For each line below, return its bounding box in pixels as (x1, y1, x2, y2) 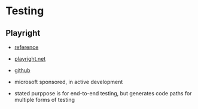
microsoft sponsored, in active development (14, 79, 123, 85)
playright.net (14, 55, 46, 62)
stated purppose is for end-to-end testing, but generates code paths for (14, 90, 192, 96)
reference (14, 43, 39, 51)
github (14, 67, 31, 74)
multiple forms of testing (14, 96, 75, 103)
